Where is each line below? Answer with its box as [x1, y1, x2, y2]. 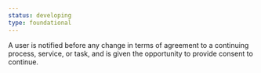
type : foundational [8, 19, 72, 27]
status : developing [8, 11, 72, 20]
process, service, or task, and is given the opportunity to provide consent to [8, 49, 253, 58]
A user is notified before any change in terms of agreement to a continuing [8, 40, 249, 49]
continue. [8, 57, 39, 67]
